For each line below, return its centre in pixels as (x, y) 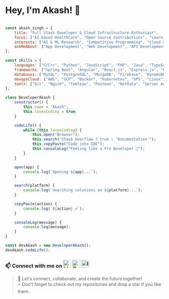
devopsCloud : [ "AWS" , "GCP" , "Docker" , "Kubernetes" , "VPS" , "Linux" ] (90, 79)
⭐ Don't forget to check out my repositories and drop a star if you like (89, 284)
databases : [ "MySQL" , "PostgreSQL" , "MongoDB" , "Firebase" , (78, 74)
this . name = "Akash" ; (46, 107)
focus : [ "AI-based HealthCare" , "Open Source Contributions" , (81, 37)
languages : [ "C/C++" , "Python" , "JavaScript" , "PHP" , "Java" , (81, 65)
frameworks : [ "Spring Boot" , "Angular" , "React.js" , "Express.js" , (86, 70)
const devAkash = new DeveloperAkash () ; (48, 246)
